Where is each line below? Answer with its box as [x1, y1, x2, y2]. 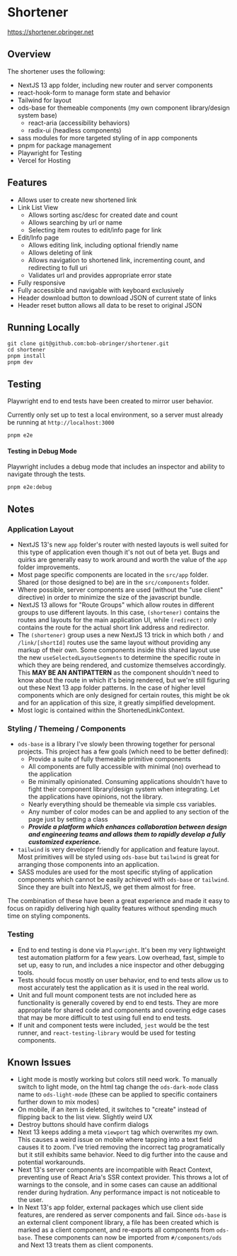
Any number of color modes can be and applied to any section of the [28, 807, 229, 816]
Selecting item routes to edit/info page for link [28, 225, 162, 234]
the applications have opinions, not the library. [28, 792, 163, 801]
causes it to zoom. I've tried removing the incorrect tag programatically [17, 1143, 225, 1152]
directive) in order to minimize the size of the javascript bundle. [17, 593, 202, 602]
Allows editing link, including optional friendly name [28, 240, 179, 249]
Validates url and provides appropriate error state [28, 271, 172, 279]
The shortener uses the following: [7, 67, 106, 75]
